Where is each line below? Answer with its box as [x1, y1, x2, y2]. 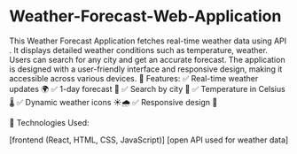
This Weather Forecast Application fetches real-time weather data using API [9, 35, 287, 46]
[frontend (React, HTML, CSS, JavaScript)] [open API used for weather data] [9, 135, 289, 145]
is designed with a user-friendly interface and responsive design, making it [9, 64, 283, 74]
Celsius [258, 83, 285, 94]
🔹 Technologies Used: [9, 117, 90, 127]
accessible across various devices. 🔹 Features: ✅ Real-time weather [9, 73, 259, 83]
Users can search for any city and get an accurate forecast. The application [9, 54, 285, 65]
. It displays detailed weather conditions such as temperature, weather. [9, 44, 269, 55]
